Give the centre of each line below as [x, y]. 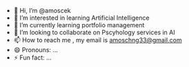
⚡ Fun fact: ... [32, 57]
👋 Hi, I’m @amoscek [42, 11]
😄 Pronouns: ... [36, 50]
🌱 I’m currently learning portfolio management [79, 25]
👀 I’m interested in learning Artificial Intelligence [81, 18]
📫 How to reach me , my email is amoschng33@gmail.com [98, 40]
